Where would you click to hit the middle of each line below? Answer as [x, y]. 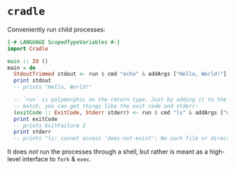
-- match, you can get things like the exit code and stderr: [106, 106]
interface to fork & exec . [57, 159]
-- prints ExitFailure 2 [50, 126]
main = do [22, 67]
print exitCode [36, 119]
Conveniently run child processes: [57, 29]
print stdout [33, 81]
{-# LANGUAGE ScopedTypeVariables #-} [64, 42]
